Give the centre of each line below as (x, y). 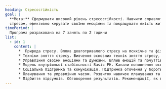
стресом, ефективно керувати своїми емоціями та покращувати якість (82, 23)
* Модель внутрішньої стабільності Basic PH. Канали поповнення (86, 65)
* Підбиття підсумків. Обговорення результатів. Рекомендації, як (88, 79)
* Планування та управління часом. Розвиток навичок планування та (89, 74)
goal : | (13, 14)
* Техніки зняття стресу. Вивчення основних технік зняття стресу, (89, 56)
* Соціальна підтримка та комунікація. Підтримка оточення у (83, 70)
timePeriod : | (20, 28)
